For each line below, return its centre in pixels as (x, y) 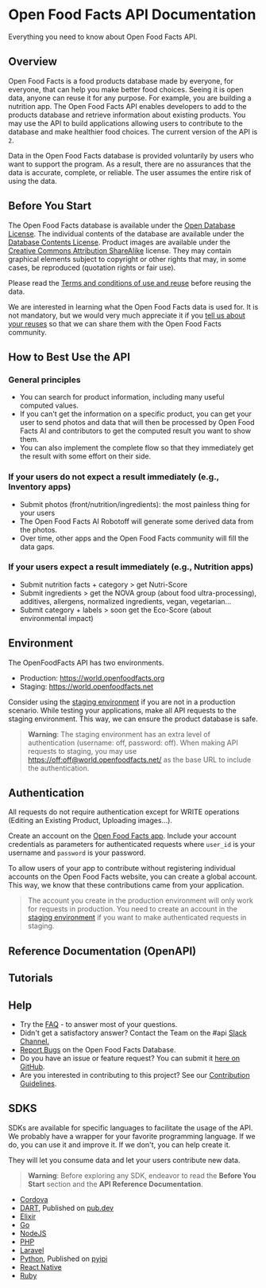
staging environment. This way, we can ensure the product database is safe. (133, 719)
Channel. (35, 1041)
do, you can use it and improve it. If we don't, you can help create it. (120, 1145)
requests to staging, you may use (82, 751)
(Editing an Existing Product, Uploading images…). (91, 821)
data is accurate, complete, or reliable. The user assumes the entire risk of (130, 172)
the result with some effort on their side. (85, 456)
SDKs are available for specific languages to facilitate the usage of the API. (131, 1127)
